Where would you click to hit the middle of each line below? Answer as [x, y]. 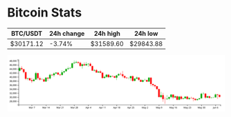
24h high [107, 34]
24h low [146, 34]
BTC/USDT [27, 34]
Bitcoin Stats [45, 13]
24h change [67, 34]
